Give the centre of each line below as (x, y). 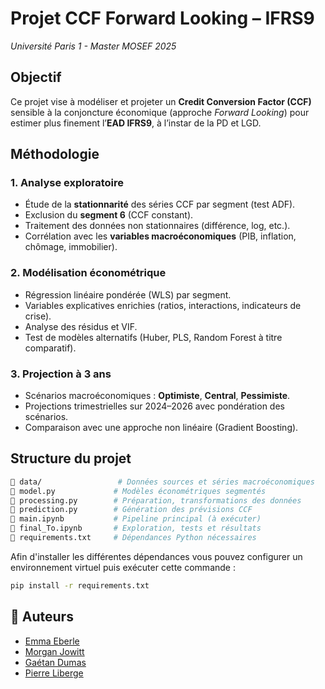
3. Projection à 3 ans (61, 374)
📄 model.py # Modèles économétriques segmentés (138, 491)
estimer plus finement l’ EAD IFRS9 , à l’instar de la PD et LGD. (136, 123)
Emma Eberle (52, 641)
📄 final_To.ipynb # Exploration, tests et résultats (136, 528)
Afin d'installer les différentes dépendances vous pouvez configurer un (156, 556)
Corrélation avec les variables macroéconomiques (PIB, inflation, (160, 236)
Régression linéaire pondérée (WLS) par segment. (128, 294)
